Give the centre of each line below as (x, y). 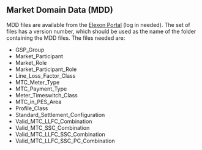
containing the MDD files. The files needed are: (66, 38)
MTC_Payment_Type (41, 89)
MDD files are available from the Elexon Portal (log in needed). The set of (99, 24)
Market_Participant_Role (46, 69)
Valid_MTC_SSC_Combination (52, 127)
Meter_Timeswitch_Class (46, 95)
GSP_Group (30, 50)
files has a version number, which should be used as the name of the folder (101, 31)
